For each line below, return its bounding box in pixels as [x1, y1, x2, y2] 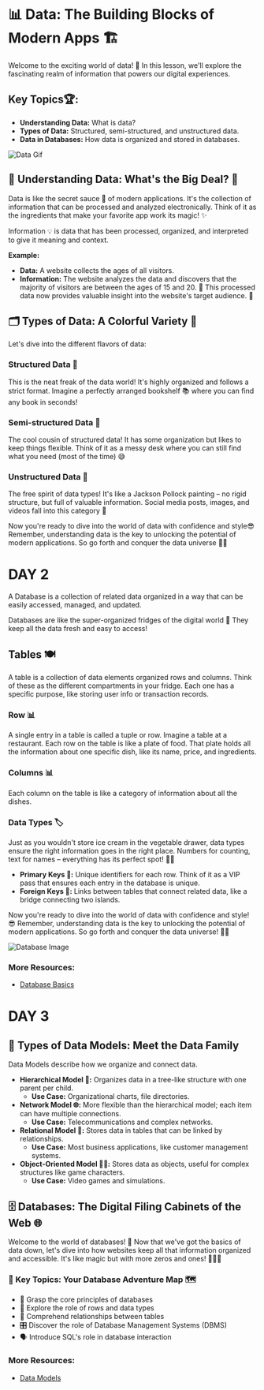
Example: [8, 250, 40, 260]
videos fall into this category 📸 [8, 506, 107, 516]
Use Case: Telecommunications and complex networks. [31, 1117, 214, 1127]
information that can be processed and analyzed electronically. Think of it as [8, 202, 257, 211]
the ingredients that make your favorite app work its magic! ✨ [8, 210, 207, 220]
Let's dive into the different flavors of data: [8, 339, 147, 349]
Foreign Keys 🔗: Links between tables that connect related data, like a [19, 886, 247, 895]
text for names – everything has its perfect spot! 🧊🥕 [8, 854, 175, 864]
